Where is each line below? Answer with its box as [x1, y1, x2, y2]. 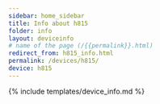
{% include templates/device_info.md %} [8, 86, 145, 96]
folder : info [8, 27, 53, 35]
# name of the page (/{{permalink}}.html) [8, 42, 154, 50]
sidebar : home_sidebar [8, 11, 85, 20]
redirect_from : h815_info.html [8, 49, 114, 57]
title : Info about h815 [8, 19, 89, 27]
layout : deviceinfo [8, 34, 74, 43]
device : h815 [8, 64, 53, 73]
